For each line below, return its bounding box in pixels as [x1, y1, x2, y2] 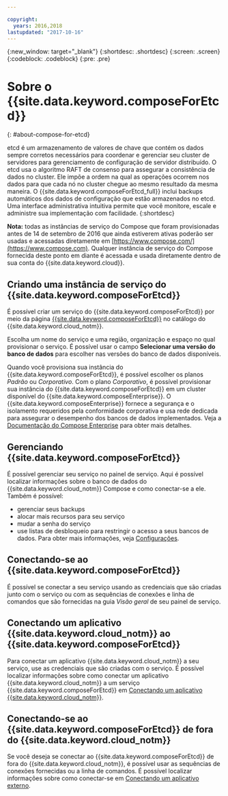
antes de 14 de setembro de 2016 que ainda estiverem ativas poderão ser [7, 230, 214, 238]
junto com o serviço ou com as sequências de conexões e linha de [7, 590, 195, 598]
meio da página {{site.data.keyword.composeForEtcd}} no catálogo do [7, 315, 206, 323]
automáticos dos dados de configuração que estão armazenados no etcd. [7, 194, 215, 203]
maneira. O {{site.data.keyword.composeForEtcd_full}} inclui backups [7, 188, 203, 196]
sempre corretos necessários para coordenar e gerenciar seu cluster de [7, 151, 210, 159]
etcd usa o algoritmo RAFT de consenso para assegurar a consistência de [7, 166, 215, 174]
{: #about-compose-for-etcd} [7, 131, 90, 139]
